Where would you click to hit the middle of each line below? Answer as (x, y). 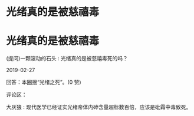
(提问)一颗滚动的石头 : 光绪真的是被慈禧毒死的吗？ (67, 59)
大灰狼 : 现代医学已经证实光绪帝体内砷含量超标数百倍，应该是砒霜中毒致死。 (99, 107)
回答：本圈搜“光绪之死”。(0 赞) (44, 82)
